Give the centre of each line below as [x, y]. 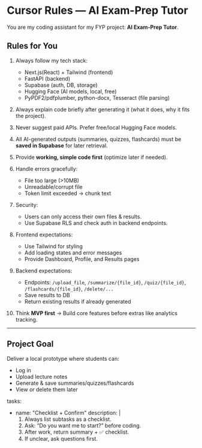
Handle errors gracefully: [46, 168]
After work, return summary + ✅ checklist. [77, 432]
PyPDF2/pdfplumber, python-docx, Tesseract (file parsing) [97, 97]
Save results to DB [47, 295]
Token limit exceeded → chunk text [68, 193]
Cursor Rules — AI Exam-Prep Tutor [97, 11]
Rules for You [32, 46]
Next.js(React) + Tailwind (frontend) [69, 72]
